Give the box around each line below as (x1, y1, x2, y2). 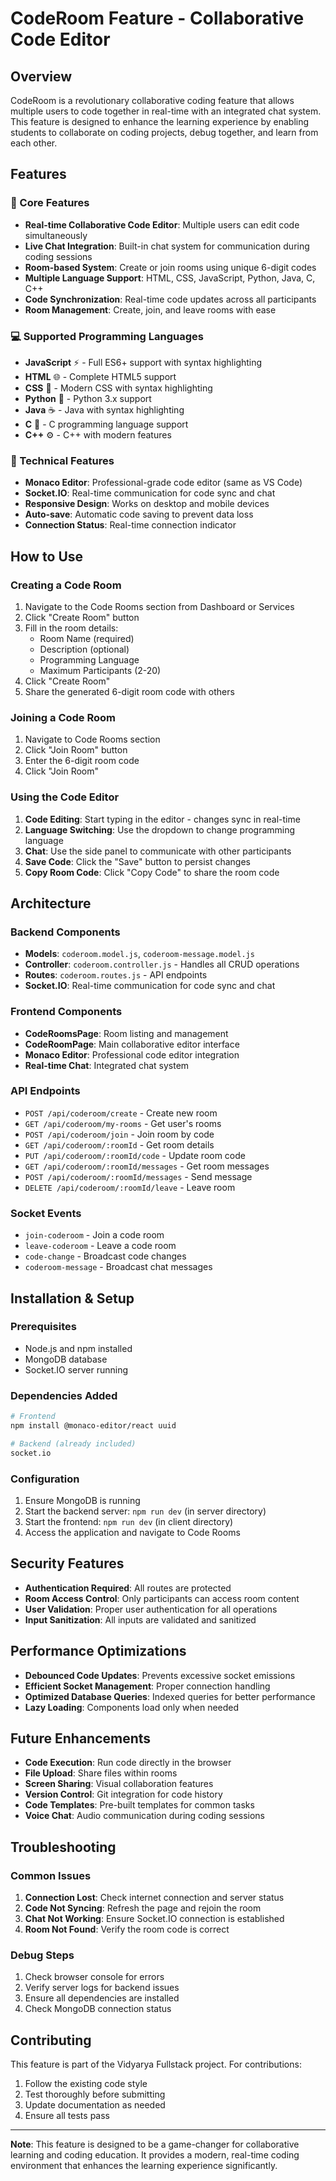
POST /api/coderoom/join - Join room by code (24, 1128, 215, 1140)
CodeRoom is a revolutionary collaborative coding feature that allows (10, 95, 295, 106)
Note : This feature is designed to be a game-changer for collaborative (10, 2138, 300, 2151)
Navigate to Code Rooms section (24, 733, 161, 746)
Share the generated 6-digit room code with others (24, 685, 235, 697)
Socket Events (10, 1206, 82, 1220)
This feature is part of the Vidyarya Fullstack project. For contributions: (10, 2058, 302, 2071)
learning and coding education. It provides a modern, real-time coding (10, 2149, 300, 2161)
